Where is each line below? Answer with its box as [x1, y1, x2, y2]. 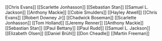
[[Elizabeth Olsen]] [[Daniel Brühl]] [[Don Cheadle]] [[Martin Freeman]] [5, 31, 150, 36]
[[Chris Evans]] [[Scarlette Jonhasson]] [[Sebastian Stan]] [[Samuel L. [5, 4, 149, 10]
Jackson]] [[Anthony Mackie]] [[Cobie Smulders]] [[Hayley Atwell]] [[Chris [5, 9, 158, 15]
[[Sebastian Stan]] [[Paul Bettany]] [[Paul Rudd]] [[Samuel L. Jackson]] [5, 25, 151, 31]
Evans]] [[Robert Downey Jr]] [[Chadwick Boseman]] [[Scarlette [5, 15, 137, 20]
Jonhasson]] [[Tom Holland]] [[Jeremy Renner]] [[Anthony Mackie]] [5, 20, 144, 26]
